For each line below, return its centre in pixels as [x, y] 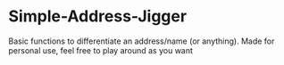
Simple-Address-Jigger [98, 16]
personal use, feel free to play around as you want [101, 50]
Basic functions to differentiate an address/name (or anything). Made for [142, 41]
